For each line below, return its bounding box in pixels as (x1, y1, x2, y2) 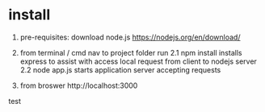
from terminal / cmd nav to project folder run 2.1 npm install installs (19, 48, 242, 57)
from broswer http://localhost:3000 (19, 81, 138, 90)
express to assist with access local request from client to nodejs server (19, 56, 257, 66)
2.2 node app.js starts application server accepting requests (19, 64, 221, 74)
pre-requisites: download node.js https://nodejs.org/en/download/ (19, 32, 241, 42)
